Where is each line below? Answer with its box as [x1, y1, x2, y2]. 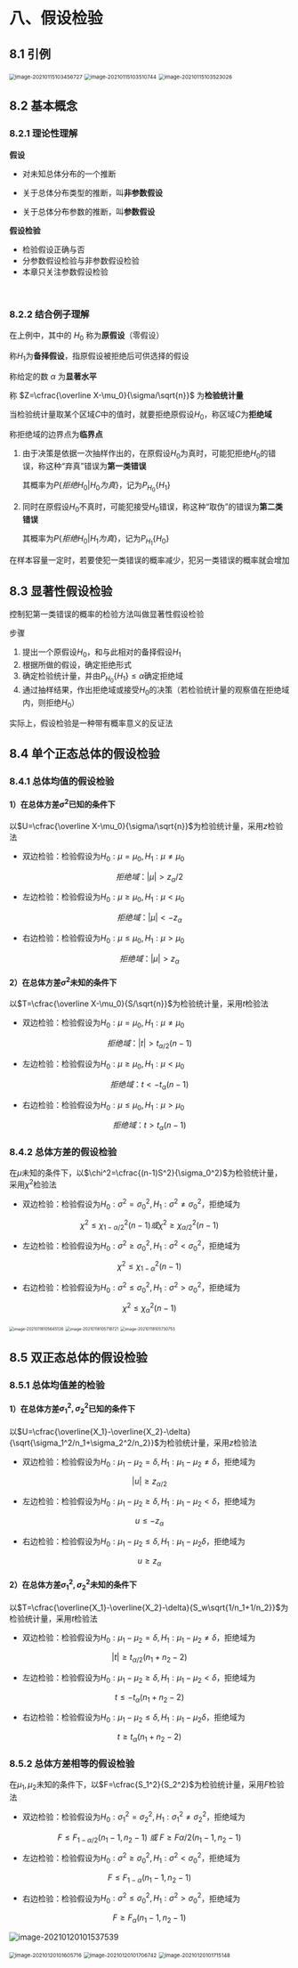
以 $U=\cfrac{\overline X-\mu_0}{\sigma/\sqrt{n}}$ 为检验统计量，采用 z [9, 820, 269, 831]
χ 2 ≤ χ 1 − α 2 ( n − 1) [117, 1259, 182, 1273]
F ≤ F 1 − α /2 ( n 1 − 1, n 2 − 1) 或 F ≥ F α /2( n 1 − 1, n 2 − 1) [57, 1832, 242, 1844]
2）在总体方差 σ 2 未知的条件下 [9, 976, 117, 988]
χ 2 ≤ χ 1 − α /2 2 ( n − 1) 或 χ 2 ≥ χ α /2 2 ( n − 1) [79, 1217, 220, 1232]
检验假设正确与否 [21, 244, 85, 255]
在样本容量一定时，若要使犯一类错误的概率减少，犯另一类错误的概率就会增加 [9, 555, 290, 565]
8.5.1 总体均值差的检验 [9, 1379, 105, 1392]
